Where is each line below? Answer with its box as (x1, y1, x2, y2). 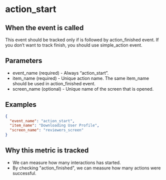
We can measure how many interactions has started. (12, 159, 121, 165)
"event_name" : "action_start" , (9, 118, 75, 123)
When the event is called (5, 24, 84, 32)
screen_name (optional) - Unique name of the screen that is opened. (12, 86, 154, 92)
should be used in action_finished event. (12, 80, 96, 86)
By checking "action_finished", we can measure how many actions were (12, 164, 161, 171)
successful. (12, 170, 36, 176)
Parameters (5, 57, 42, 65)
